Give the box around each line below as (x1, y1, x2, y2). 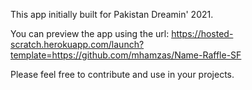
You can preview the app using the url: (10, 28, 170, 39)
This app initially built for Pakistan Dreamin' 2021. (10, 9, 214, 20)
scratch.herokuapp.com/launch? (10, 39, 145, 50)
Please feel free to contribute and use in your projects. (10, 69, 235, 80)
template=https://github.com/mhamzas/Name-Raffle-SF (10, 49, 242, 61)
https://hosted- (171, 28, 234, 39)
